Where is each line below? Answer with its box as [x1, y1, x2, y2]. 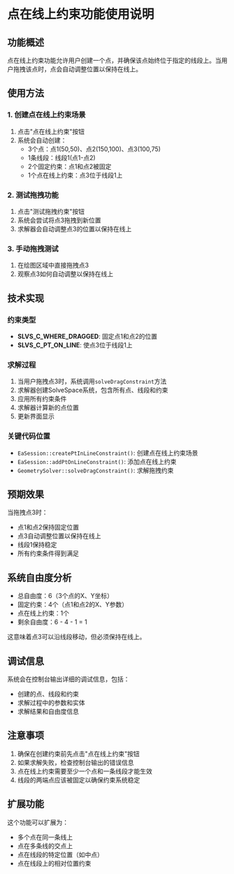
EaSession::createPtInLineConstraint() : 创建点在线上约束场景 [17, 449, 198, 457]
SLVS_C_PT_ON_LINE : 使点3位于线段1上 [17, 340, 133, 349]
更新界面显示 [17, 412, 54, 421]
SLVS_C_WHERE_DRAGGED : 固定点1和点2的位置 [17, 332, 158, 340]
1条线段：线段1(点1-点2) [27, 153, 96, 161]
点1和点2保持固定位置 [17, 523, 80, 532]
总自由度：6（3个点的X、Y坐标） [17, 592, 114, 600]
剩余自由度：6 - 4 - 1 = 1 [17, 618, 87, 626]
